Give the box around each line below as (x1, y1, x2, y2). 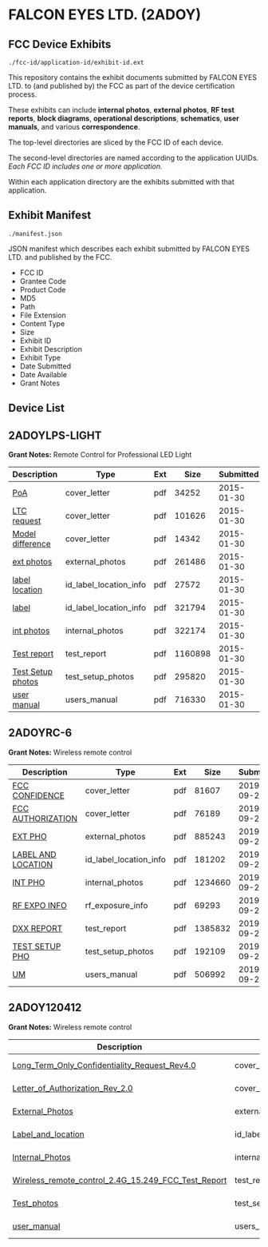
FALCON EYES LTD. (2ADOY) (8, 6, 202, 24)
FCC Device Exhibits (8, 38, 112, 51)
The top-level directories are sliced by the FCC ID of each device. (8, 137, 224, 147)
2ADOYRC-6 (8, 726, 73, 740)
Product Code (19, 285, 66, 294)
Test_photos (12, 1197, 58, 1209)
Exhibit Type (19, 353, 61, 362)
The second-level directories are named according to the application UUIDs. (8, 153, 259, 162)
